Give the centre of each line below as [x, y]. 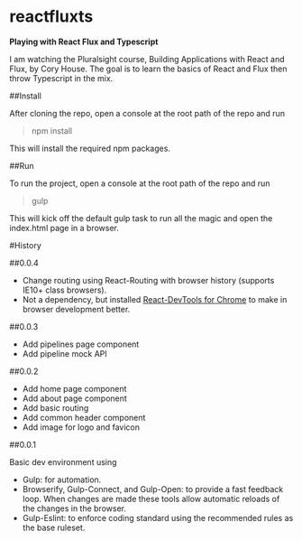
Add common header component [84, 417]
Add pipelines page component [81, 344]
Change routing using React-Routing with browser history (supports [148, 280]
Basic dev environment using [63, 461]
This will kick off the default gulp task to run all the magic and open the [141, 218]
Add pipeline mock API [65, 353]
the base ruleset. [54, 527]
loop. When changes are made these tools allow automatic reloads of [151, 498]
